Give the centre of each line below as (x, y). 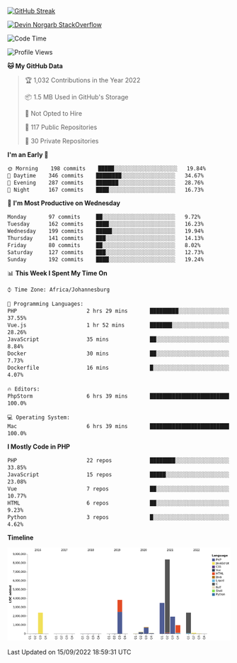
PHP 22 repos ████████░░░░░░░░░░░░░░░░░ (118, 461)
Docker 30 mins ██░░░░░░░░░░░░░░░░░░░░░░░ (118, 354)
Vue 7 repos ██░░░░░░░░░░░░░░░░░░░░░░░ (118, 489)
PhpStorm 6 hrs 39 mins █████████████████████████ (118, 396)
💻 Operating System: (39, 417)
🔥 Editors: (24, 389)
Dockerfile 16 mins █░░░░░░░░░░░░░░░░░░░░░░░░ (118, 368)
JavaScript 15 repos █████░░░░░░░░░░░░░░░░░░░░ (118, 475)
